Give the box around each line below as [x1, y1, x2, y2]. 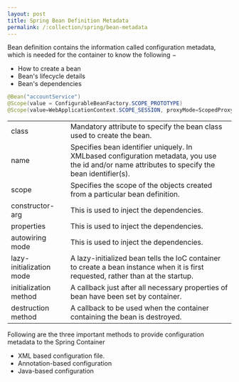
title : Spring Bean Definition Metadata [7, 17, 129, 24]
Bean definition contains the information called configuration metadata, [7, 43, 216, 52]
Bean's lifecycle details [17, 72, 85, 80]
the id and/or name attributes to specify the [70, 160, 216, 169]
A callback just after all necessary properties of [70, 282, 228, 292]
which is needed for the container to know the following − [7, 51, 176, 59]
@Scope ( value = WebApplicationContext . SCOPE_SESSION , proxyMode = [7, 107, 199, 114]
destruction [11, 303, 50, 313]
